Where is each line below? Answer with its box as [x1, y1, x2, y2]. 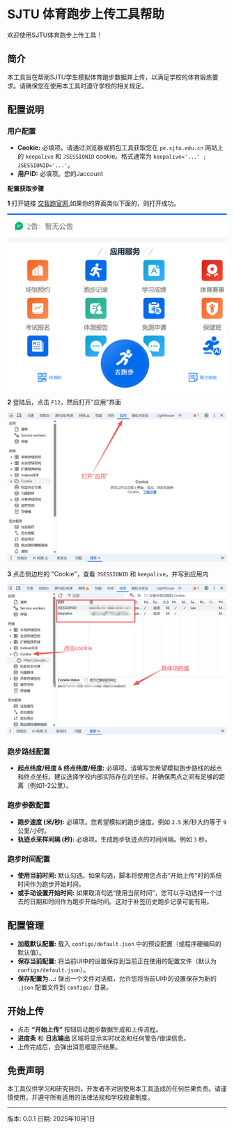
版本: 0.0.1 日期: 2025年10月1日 [7, 1114, 95, 1123]
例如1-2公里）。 [29, 781, 72, 790]
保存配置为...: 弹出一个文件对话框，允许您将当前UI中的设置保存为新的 [17, 974, 217, 982]
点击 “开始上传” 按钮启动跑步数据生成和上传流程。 [17, 1025, 162, 1034]
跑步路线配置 [7, 746, 51, 756]
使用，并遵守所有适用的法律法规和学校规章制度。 [13, 1094, 154, 1102]
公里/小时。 [17, 826, 51, 835]
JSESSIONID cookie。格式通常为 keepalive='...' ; [63, 152, 207, 161]
